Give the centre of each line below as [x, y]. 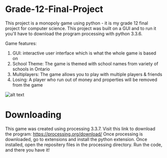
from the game [28, 85]
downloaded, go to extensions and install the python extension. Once [76, 139]
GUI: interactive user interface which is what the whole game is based [84, 53]
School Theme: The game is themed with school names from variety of [85, 63]
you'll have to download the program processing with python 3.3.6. [74, 33]
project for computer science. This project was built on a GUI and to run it [81, 28]
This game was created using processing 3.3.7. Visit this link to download [80, 128]
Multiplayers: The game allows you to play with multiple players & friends [87, 74]
